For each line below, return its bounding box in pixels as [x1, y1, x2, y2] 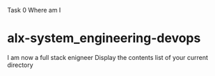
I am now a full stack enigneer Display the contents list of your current [7, 53, 209, 61]
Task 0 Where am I [7, 6, 61, 14]
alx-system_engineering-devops [7, 31, 201, 46]
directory [7, 61, 33, 69]
